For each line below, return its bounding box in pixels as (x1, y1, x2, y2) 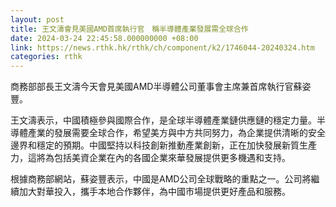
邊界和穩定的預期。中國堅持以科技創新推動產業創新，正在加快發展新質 (10, 139, 300, 151)
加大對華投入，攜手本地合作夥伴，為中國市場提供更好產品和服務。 (18, 186, 291, 198)
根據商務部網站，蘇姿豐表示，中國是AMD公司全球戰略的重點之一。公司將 (10, 173, 312, 185)
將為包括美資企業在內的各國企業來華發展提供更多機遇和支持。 (36, 152, 291, 164)
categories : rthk (10, 52, 83, 62)
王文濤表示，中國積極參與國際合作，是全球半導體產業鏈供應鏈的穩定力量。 (10, 114, 317, 126)
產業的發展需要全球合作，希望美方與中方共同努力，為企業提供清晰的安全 (27, 127, 326, 139)
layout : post (10, 14, 65, 25)
